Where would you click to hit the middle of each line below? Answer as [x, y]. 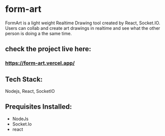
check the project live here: [48, 49]
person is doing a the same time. [38, 33]
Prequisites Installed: [39, 107]
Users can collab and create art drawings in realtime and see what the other [83, 28]
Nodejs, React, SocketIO [30, 91]
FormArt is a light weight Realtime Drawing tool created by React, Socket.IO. [83, 23]
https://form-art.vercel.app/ [40, 63]
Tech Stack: [24, 79]
